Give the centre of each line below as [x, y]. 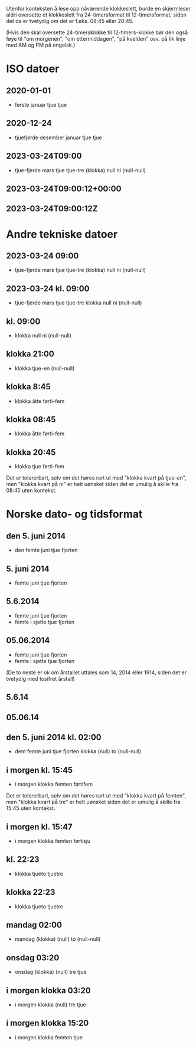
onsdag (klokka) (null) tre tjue [50, 972]
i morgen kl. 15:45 [40, 770]
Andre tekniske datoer [62, 234]
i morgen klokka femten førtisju [53, 841]
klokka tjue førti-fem [40, 467]
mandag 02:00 [34, 925]
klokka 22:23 [31, 892]
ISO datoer [33, 69]
